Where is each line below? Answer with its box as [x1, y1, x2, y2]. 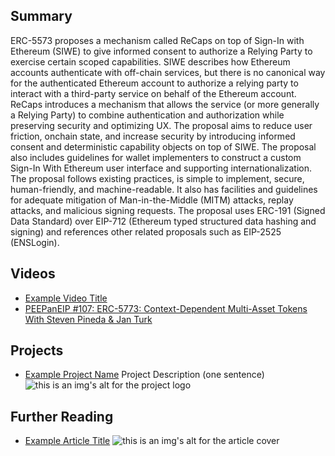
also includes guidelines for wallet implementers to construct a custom [10, 151, 302, 163]
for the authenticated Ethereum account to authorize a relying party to [10, 77, 299, 89]
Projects [10, 342, 64, 359]
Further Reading [10, 408, 114, 425]
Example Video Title [24, 292, 108, 304]
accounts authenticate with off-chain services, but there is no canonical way [10, 66, 326, 78]
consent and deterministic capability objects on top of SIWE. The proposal [10, 140, 317, 153]
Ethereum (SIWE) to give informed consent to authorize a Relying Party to [10, 45, 313, 57]
